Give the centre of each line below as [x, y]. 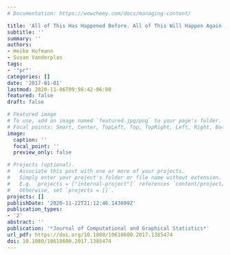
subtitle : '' [26, 32]
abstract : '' [26, 222]
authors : [20, 45]
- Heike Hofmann [30, 51]
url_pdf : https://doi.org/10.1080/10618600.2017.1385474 [90, 234]
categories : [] [29, 77]
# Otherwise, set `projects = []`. [61, 190]
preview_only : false [42, 152]
